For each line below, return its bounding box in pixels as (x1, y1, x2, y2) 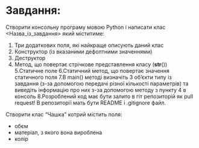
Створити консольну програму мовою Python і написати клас (5, 23, 166, 31)
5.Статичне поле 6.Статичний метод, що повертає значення (14, 67, 169, 74)
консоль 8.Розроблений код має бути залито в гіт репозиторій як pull (14, 93, 194, 100)
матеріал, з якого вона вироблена (14, 129, 103, 136)
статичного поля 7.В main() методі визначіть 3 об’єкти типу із (14, 73, 172, 81)
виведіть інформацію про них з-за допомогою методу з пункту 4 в (14, 86, 186, 93)
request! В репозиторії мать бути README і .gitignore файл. (14, 99, 166, 106)
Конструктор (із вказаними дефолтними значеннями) (14, 48, 153, 55)
